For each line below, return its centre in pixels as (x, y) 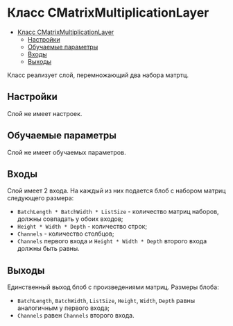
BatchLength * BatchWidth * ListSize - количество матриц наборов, (118, 212)
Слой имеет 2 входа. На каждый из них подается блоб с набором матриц (116, 191)
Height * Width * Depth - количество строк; (82, 227)
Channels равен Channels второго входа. (76, 316)
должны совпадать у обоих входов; (70, 219)
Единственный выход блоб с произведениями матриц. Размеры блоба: (113, 287)
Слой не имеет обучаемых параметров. (67, 152)
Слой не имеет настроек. (45, 113)
